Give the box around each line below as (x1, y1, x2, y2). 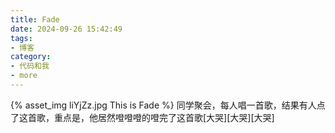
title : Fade (10, 14, 60, 25)
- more (10, 71, 38, 81)
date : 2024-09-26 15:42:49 (10, 24, 123, 34)
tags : (10, 33, 33, 43)
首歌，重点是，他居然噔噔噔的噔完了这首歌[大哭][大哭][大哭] (27, 111, 275, 123)
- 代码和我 (10, 61, 50, 71)
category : (10, 52, 52, 62)
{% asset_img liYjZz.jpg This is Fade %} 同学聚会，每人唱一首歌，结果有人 (10, 99, 317, 111)
